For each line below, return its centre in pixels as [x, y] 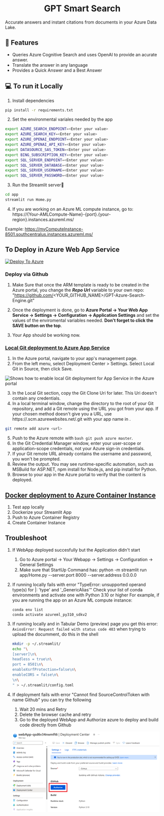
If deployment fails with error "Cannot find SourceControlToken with [81, 694]
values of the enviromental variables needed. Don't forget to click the [82, 320]
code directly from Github [46, 725]
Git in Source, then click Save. [42, 369]
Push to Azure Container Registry [46, 517]
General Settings [36, 564]
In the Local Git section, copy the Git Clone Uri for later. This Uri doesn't [84, 393]
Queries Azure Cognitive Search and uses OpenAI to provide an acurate [85, 54]
